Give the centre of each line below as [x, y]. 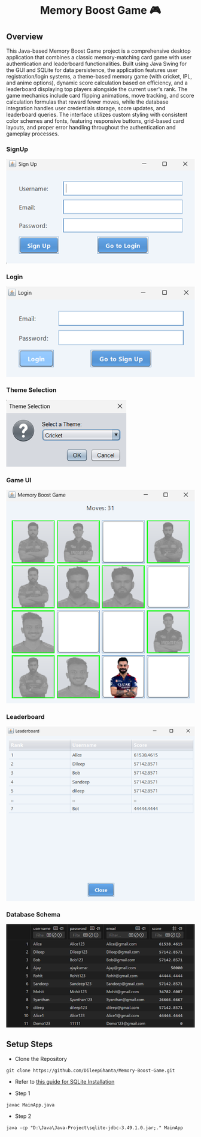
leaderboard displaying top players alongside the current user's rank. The [97, 89]
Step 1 [22, 1093]
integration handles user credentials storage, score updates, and [86, 108]
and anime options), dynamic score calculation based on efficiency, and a [97, 83]
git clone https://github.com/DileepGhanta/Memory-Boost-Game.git [91, 1071]
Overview [25, 36]
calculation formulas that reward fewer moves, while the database [87, 102]
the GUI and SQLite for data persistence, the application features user [92, 70]
